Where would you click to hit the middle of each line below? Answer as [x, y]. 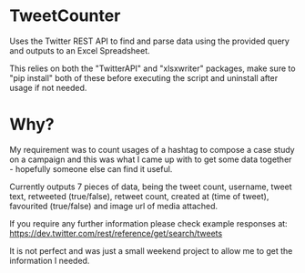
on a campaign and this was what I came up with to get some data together [151, 159]
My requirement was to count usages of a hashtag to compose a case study [152, 149]
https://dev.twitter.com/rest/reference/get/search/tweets [116, 233]
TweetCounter [65, 16]
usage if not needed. [48, 87]
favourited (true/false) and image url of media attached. [114, 206]
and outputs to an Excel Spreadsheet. [80, 50]
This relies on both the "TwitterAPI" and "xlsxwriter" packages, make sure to [152, 68]
